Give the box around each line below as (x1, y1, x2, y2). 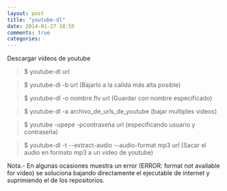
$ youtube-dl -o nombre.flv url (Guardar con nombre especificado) (23, 94, 213, 103)
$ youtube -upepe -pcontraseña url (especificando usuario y (23, 120, 196, 129)
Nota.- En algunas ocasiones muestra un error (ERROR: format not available (7, 162, 220, 170)
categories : (7, 36, 41, 42)
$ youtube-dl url (23, 68, 70, 76)
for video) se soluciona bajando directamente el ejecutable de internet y (7, 169, 210, 177)
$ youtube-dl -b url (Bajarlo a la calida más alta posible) (23, 81, 181, 89)
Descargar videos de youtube (7, 54, 91, 62)
